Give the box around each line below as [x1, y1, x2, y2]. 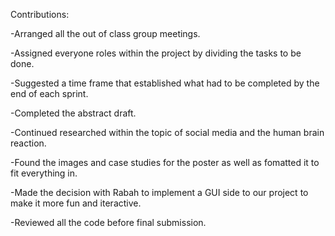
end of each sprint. [10, 88, 89, 99]
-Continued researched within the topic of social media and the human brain [10, 127, 325, 138]
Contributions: [10, 9, 70, 20]
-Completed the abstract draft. [10, 107, 137, 119]
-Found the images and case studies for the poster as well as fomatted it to [10, 157, 320, 168]
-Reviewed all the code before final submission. [10, 217, 207, 228]
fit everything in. [10, 167, 78, 179]
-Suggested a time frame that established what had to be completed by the [10, 77, 320, 89]
